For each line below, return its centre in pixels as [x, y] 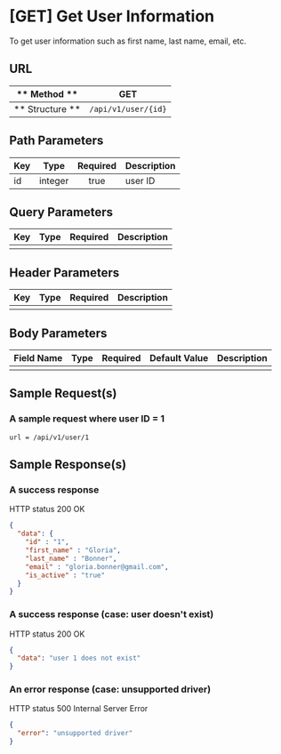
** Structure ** [47, 108]
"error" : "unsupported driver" [75, 734]
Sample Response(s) [68, 465]
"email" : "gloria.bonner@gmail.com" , [97, 566]
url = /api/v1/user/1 [49, 437]
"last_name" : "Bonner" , [71, 558]
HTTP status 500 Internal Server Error [79, 709]
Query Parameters [61, 212]
